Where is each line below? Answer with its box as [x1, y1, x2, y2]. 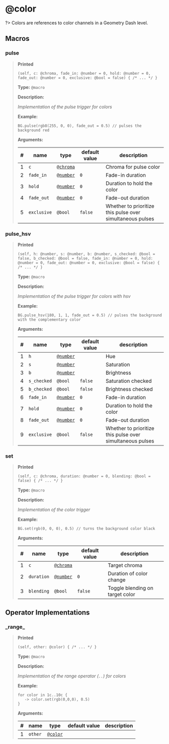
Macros [5, 34, 30, 43]
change [108, 576, 126, 583]
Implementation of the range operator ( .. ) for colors [17, 673, 126, 679]
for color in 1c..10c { [17, 692, 68, 698]
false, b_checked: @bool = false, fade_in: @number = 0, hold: [17, 256, 153, 261]
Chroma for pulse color [105, 163, 160, 170]
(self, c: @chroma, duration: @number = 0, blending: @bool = [17, 474, 151, 479]
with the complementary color [17, 317, 81, 322]
